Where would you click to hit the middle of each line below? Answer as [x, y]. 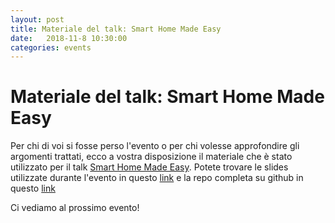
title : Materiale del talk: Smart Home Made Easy [116, 29]
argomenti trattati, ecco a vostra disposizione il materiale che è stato [151, 157]
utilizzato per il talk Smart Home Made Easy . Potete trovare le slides [149, 167]
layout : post [37, 19]
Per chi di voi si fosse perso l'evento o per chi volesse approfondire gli [155, 146]
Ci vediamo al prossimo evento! [75, 208]
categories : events [51, 47]
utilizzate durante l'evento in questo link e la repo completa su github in [157, 178]
